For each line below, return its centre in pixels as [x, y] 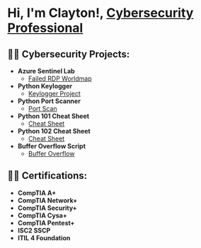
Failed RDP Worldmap [60, 78]
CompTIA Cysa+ [42, 215]
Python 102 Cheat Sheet [54, 131]
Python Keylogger [45, 86]
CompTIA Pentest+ [46, 223]
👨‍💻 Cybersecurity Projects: [69, 54]
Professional [45, 28]
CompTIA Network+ [47, 200]
